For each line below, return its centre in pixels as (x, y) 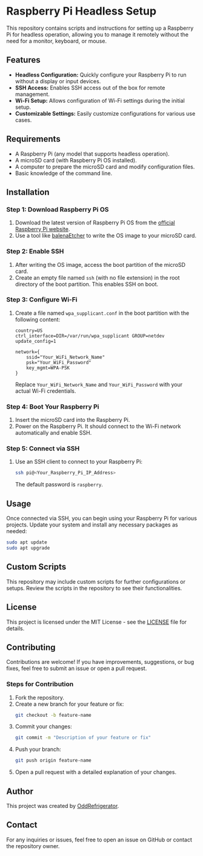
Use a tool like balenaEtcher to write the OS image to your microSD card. (106, 236)
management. (32, 94)
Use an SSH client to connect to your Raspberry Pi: (79, 462)
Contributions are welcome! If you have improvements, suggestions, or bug (100, 662)
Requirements (33, 139)
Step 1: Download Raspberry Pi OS (58, 209)
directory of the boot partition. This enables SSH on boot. (87, 284)
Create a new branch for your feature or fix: (69, 704)
